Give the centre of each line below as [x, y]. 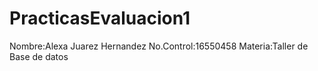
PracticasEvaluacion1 [100, 18]
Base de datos [39, 56]
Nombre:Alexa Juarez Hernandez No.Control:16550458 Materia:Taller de [159, 46]
